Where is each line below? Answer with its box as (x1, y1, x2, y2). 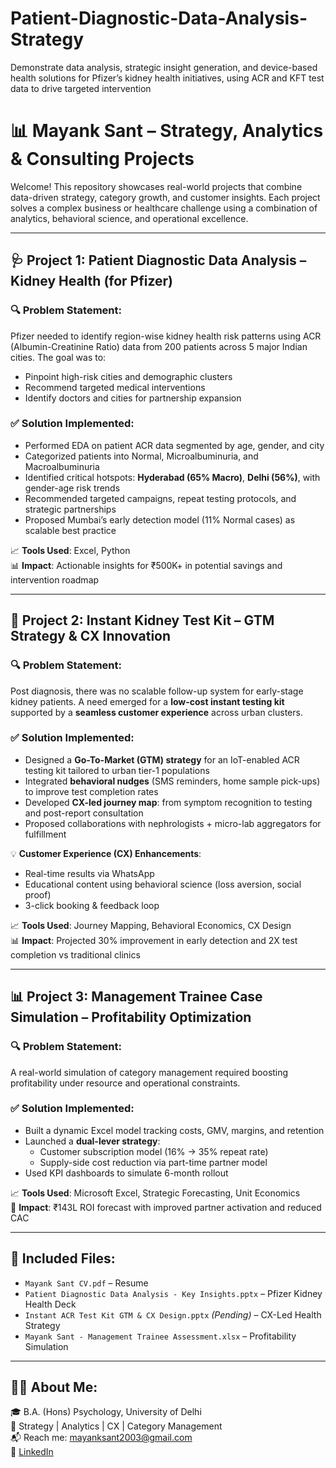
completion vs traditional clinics (10, 948, 141, 961)
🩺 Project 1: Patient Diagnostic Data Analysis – (10, 252, 307, 269)
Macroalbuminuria (24, 460, 100, 472)
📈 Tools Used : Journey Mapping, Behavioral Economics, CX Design (10, 919, 292, 931)
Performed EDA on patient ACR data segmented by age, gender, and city (24, 439, 325, 451)
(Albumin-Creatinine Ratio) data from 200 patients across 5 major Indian (10, 340, 308, 352)
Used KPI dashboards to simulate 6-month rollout (24, 1167, 229, 1179)
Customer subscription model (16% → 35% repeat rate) (39, 1145, 269, 1157)
